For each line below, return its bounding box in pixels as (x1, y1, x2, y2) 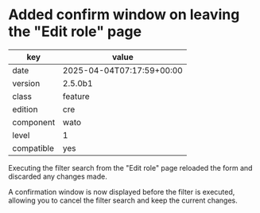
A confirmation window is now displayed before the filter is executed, (8, 187, 235, 196)
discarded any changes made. (8, 172, 107, 181)
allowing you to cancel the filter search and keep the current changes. (8, 195, 239, 205)
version (12, 77, 41, 89)
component (12, 116, 56, 128)
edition (12, 104, 38, 115)
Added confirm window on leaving (8, 6, 240, 24)
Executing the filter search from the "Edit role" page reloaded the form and (8, 163, 253, 172)
